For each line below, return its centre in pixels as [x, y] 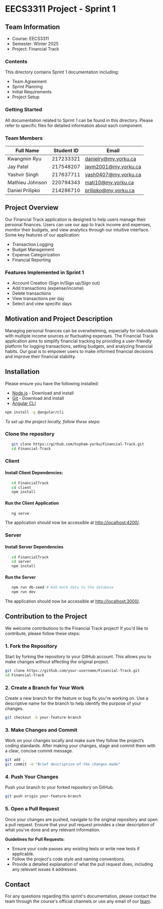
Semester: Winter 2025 [35, 44]
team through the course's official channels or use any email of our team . [78, 901]
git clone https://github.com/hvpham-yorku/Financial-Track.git [78, 444]
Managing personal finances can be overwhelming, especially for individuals [81, 330]
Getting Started [24, 109]
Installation [22, 372]
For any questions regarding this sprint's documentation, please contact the [81, 896]
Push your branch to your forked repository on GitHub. [59, 787]
